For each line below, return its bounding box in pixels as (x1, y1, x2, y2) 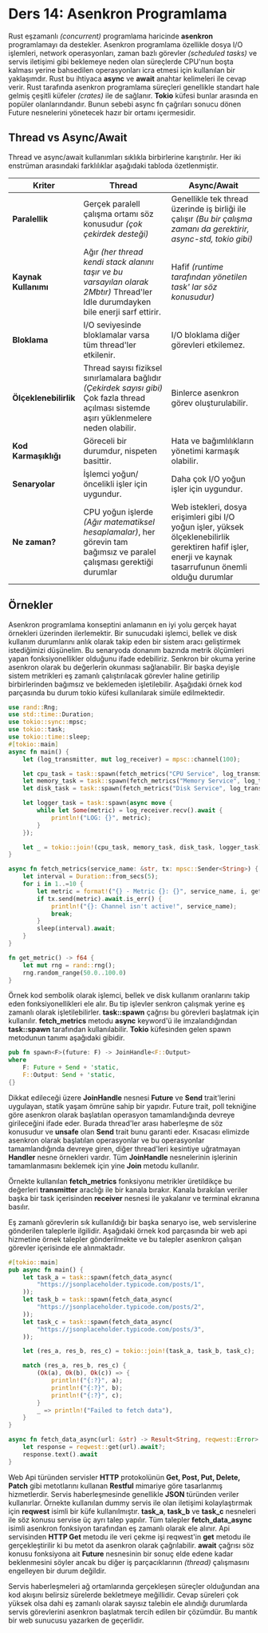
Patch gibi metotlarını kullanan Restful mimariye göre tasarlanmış (8, 1481, 223, 1491)
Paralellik (12, 213, 49, 224)
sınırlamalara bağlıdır (83, 372, 162, 383)
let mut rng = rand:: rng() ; (22, 961, 116, 969)
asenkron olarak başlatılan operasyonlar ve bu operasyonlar (8, 1135, 205, 1145)
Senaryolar (12, 478, 56, 489)
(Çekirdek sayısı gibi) (83, 382, 164, 393)
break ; (50, 910, 73, 918)
